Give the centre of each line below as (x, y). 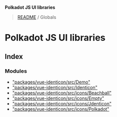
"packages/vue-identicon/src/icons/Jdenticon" (62, 103)
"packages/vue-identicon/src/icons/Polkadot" (61, 109)
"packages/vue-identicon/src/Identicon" (55, 87)
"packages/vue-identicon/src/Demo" (51, 82)
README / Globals (37, 17)
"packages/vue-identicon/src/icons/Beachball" (62, 93)
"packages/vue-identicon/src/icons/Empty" (58, 98)
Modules (16, 71)
